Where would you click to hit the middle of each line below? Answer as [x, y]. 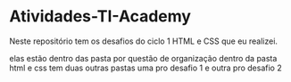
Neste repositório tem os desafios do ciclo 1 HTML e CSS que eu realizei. [144, 41]
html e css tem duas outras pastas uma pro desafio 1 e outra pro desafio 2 [146, 68]
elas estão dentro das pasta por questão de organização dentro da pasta [143, 58]
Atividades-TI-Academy [100, 16]
